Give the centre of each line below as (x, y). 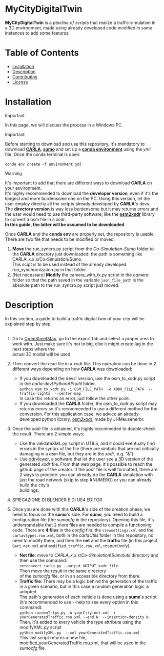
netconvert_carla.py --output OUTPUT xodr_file (69, 566)
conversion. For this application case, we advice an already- (80, 414)
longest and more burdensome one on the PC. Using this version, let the (78, 198)
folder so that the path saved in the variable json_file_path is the (78, 280)
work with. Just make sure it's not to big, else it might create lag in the (82, 344)
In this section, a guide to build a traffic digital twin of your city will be (75, 318)
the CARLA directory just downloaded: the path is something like (77, 254)
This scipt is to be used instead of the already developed (69, 264)
